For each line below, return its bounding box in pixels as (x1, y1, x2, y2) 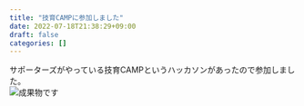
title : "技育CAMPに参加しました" (9, 13, 125, 23)
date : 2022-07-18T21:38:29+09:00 (9, 22, 137, 31)
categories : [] (9, 38, 67, 48)
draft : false (9, 30, 59, 39)
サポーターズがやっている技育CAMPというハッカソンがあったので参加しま (9, 64, 288, 75)
